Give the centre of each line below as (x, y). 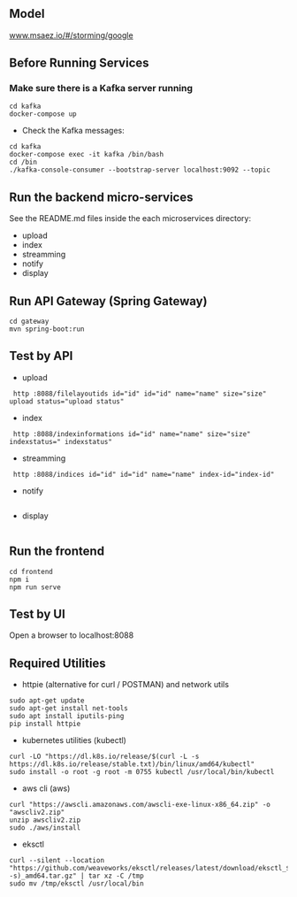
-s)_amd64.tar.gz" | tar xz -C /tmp (76, 876)
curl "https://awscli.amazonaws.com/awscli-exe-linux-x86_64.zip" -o (140, 805)
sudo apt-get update (47, 701)
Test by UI (38, 613)
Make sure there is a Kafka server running (101, 88)
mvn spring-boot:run (47, 329)
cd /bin (23, 162)
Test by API (41, 356)
